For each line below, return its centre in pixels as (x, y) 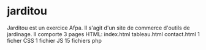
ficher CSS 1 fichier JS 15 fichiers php (54, 40)
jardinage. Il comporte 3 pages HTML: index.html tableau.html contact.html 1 (103, 34)
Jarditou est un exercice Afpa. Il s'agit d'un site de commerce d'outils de (98, 28)
